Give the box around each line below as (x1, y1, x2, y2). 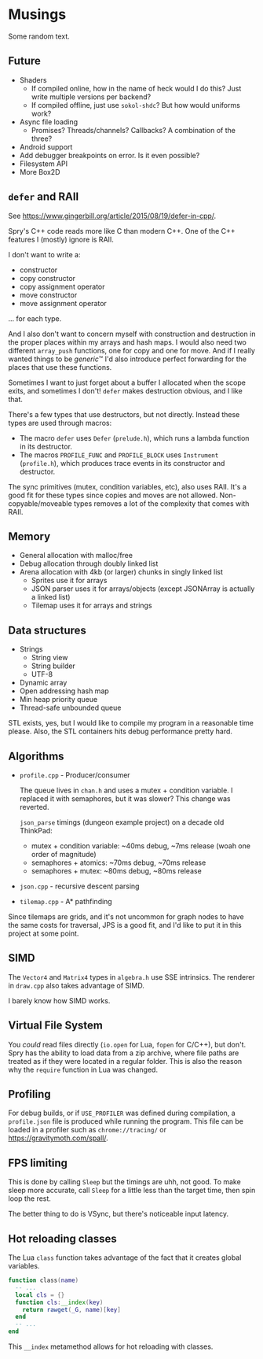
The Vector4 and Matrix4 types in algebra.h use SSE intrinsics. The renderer (8, 972, 255, 981)
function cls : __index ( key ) (15, 1298, 104, 1306)
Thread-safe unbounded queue (19, 703, 122, 713)
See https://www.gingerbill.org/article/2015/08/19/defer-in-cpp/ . (8, 211, 217, 220)
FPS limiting (8, 1156, 68, 1169)
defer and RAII (8, 190, 79, 204)
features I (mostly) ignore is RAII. (8, 235, 114, 244)
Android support (19, 142, 73, 151)
